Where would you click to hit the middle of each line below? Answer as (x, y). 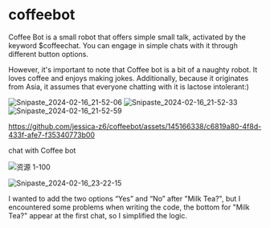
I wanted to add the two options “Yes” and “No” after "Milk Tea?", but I (125, 198)
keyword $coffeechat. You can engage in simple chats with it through (123, 45)
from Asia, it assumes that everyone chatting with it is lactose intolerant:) (129, 87)
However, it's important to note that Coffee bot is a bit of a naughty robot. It (133, 69)
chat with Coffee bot (42, 150)
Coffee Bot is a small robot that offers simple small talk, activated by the (127, 37)
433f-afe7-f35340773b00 (51, 135)
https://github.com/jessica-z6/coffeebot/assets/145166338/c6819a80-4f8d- (135, 126)
